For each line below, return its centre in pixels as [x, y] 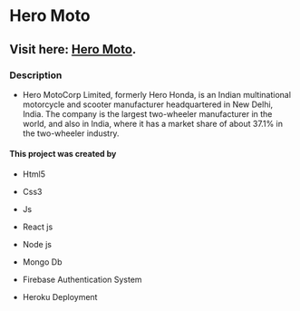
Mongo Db [42, 262]
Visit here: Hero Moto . [73, 49]
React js [38, 227]
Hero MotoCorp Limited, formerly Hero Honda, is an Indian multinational [157, 94]
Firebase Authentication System [82, 280]
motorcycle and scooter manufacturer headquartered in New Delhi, [148, 104]
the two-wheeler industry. [71, 133]
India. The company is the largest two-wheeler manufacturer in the [147, 113]
